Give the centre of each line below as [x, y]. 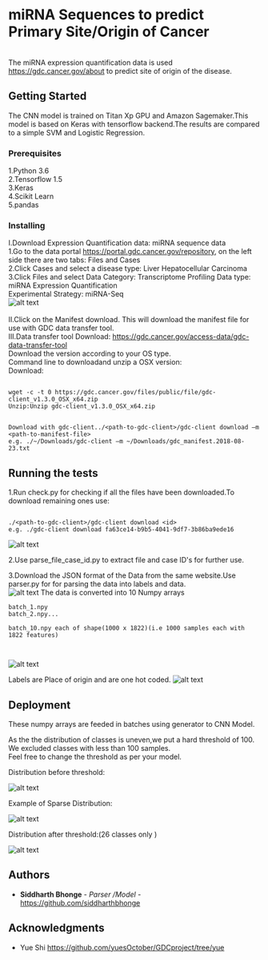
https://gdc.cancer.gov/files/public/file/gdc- [136, 393]
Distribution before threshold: [57, 772]
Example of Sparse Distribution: [60, 803]
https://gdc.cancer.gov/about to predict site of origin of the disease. [120, 71]
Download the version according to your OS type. [90, 353]
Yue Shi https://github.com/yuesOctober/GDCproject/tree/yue [122, 947]
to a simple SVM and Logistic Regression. [77, 132]
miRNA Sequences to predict [106, 15]
